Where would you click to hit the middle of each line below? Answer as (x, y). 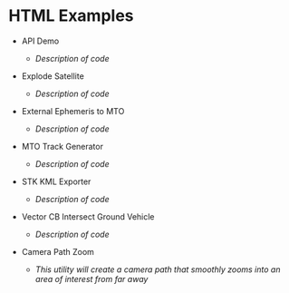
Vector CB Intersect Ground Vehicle (88, 216)
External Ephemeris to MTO (73, 111)
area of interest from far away (92, 278)
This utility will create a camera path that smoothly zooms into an (158, 269)
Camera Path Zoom (58, 251)
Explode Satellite (53, 76)
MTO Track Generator (62, 146)
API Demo (40, 41)
